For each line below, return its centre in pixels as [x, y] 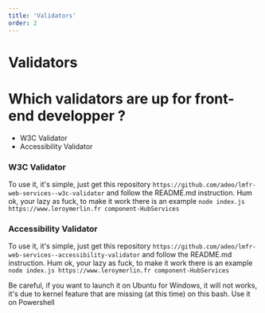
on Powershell [31, 303]
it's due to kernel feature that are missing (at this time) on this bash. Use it [129, 294]
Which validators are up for [100, 98]
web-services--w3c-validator [57, 193]
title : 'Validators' [43, 16]
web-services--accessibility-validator [74, 256]
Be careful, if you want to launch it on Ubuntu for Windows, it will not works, [132, 286]
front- [214, 98]
